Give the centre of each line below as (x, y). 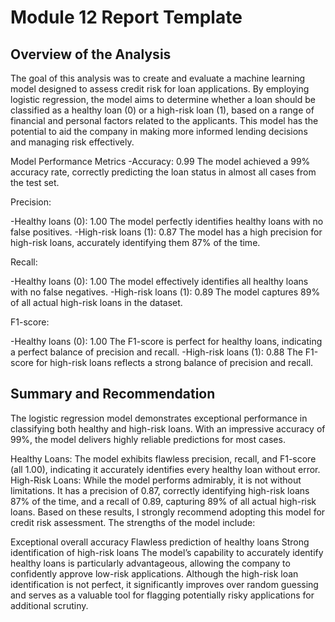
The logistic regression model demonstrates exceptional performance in (159, 418)
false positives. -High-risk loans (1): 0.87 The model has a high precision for (166, 232)
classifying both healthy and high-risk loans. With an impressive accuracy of (168, 428)
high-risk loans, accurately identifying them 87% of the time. (135, 242)
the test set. (35, 182)
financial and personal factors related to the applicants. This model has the (164, 120)
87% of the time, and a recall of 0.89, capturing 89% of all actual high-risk (163, 501)
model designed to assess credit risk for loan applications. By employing (160, 89)
